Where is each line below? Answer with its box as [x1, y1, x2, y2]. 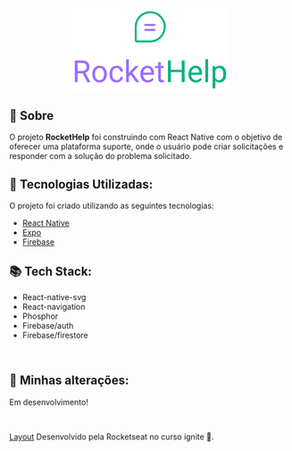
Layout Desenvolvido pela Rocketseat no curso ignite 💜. [9, 431, 214, 442]
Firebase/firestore [21, 330, 89, 341]
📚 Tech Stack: [9, 263, 92, 279]
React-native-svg [21, 292, 87, 303]
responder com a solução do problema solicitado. [9, 151, 192, 162]
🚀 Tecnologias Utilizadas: [9, 177, 154, 192]
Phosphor [21, 311, 59, 322]
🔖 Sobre [9, 108, 54, 123]
